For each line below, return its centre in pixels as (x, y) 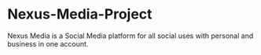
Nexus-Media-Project (80, 14)
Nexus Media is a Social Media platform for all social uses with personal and (130, 36)
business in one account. (48, 43)
